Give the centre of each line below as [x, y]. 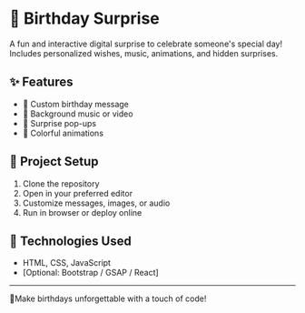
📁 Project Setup [54, 162]
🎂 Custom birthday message [76, 104]
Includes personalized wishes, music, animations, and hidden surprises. [144, 53]
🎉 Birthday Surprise [85, 19]
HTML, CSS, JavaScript [67, 263]
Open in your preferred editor [78, 193]
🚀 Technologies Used [70, 241]
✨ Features [41, 82]
